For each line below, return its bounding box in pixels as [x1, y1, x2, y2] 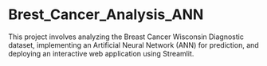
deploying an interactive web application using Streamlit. [8, 49, 194, 58]
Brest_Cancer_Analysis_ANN [8, 6, 204, 24]
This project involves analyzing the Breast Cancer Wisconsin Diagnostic [8, 32, 245, 41]
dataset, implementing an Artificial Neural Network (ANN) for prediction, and [8, 40, 259, 49]
